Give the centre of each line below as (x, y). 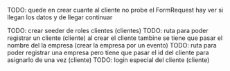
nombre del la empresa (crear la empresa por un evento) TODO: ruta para (112, 45)
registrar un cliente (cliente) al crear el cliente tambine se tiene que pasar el (115, 38)
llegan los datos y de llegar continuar (60, 17)
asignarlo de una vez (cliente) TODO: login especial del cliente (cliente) (108, 60)
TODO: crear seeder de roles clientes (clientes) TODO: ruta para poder (108, 31)
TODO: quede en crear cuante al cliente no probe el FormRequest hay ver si (115, 10)
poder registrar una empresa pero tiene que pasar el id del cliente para (108, 52)
